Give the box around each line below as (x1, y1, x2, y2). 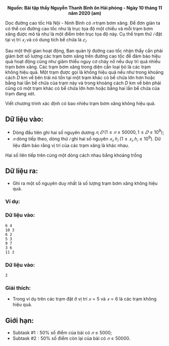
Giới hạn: (5, 316, 34, 325)
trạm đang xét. (5, 90, 36, 96)
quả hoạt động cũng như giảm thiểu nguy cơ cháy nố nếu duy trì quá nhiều (5, 58, 160, 64)
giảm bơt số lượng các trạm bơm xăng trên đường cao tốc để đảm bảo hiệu (5, 53, 161, 59)
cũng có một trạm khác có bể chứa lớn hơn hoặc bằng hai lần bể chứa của (5, 85, 160, 91)
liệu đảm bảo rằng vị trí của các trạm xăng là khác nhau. (12, 142, 130, 149)
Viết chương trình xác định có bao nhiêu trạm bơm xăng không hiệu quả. (5, 100, 156, 106)
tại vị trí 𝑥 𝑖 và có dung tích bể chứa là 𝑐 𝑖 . (5, 37, 87, 44)
